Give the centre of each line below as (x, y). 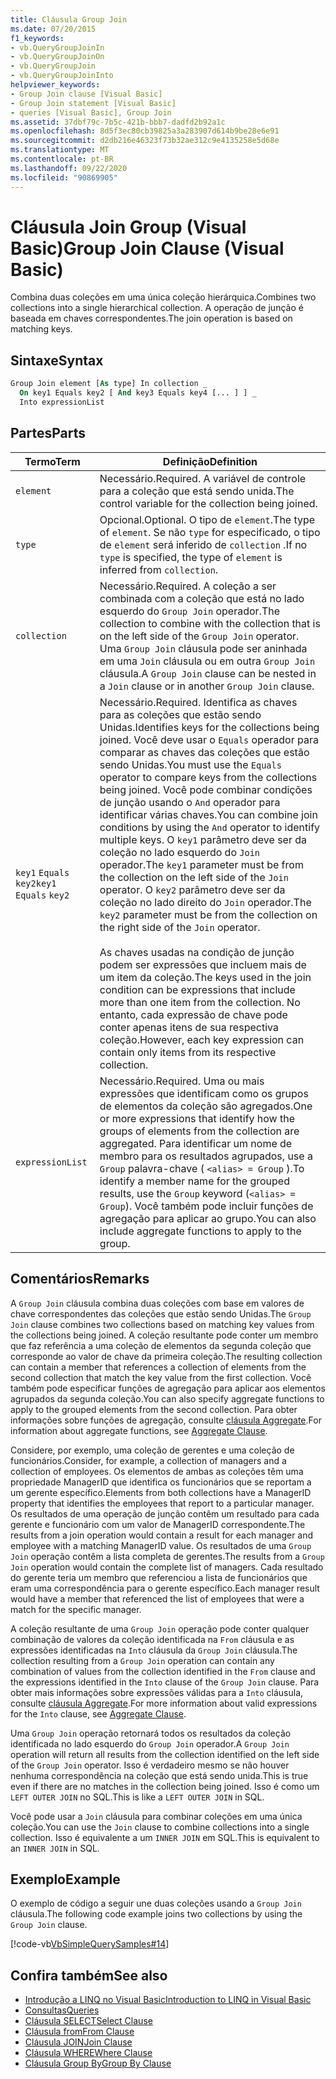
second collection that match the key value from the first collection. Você (161, 1377)
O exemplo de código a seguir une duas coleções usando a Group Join (156, 1903)
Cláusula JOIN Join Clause (78, 2042)
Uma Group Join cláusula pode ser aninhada (203, 648)
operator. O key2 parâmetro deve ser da (192, 889)
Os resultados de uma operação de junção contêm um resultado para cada (165, 1513)
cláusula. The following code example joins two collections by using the (156, 1914)
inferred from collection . (159, 569)
